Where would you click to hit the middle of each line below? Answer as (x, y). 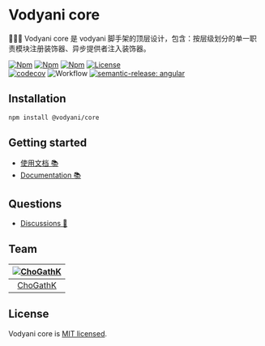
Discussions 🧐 (44, 224)
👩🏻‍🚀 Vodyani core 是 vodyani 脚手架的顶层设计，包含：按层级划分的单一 (129, 38)
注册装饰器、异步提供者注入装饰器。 (90, 48)
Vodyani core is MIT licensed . (58, 333)
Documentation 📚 (51, 175)
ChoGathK (37, 285)
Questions (35, 204)
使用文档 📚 (39, 163)
